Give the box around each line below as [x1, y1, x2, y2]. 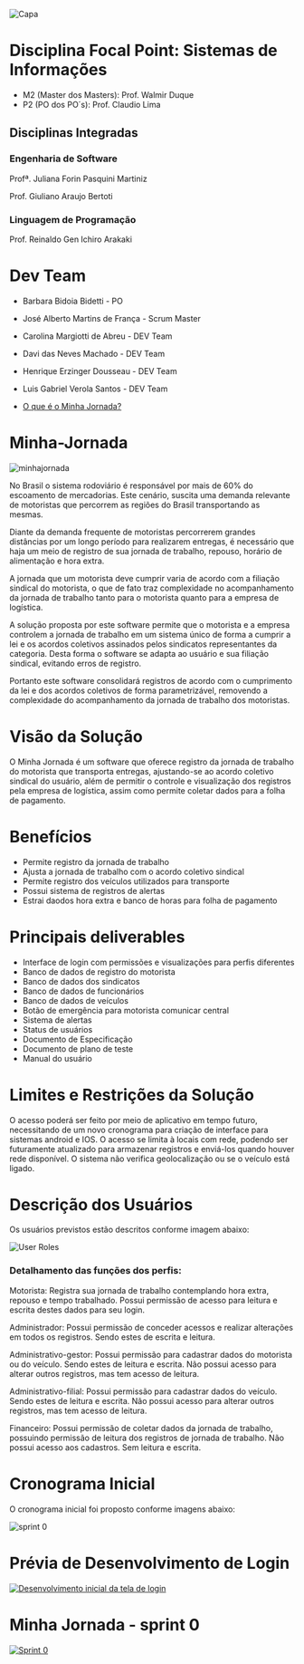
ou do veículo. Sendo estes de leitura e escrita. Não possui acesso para [9, 1359, 277, 1370]
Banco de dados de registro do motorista [22, 966, 176, 977]
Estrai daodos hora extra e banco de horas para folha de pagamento [22, 895, 278, 906]
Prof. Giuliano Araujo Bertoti [9, 190, 113, 201]
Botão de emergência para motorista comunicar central [22, 1005, 229, 1015]
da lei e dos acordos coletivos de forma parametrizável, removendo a [9, 685, 269, 696]
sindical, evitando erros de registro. [9, 658, 142, 668]
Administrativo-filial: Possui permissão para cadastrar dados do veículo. [9, 1386, 278, 1397]
